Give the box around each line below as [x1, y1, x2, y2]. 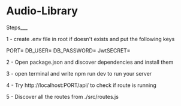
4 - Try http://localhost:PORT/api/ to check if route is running [6, 82, 157, 89]
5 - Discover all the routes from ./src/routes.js [6, 93, 119, 100]
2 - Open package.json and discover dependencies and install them [6, 58, 174, 66]
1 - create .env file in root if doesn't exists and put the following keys [6, 35, 175, 42]
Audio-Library [6, 4, 78, 18]
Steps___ [6, 24, 28, 31]
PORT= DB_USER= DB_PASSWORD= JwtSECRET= [6, 46, 131, 54]
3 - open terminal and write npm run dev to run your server [6, 70, 152, 77]
